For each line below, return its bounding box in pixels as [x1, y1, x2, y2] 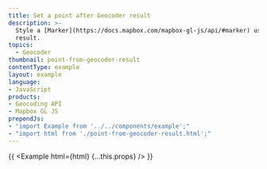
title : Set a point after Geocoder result [8, 11, 151, 20]
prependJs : [8, 115, 44, 123]
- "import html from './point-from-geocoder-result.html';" [8, 129, 212, 137]
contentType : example [8, 63, 80, 71]
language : [8, 78, 41, 86]
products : [8, 93, 41, 101]
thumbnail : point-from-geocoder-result [8, 56, 141, 64]
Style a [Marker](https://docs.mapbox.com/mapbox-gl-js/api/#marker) [15, 26, 250, 34]
